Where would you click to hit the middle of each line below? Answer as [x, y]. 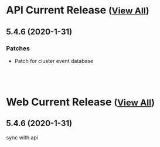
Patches [18, 48]
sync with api [22, 137]
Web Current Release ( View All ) [81, 102]
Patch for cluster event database [54, 61]
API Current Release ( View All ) [78, 10]
